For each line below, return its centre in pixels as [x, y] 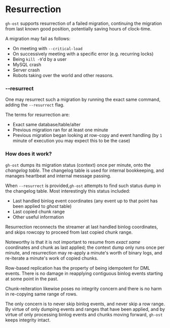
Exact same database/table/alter [46, 125]
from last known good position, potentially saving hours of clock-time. [78, 28]
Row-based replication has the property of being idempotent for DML [78, 268]
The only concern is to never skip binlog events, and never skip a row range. [85, 304]
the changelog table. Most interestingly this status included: [68, 191]
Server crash [26, 70]
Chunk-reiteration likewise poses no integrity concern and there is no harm [84, 288]
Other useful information [38, 217]
